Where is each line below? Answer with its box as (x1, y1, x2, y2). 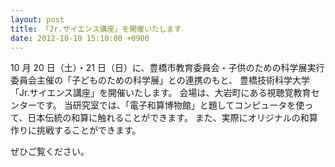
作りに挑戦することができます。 (10, 124, 142, 136)
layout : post (10, 14, 65, 25)
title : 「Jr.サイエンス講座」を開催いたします (10, 24, 182, 34)
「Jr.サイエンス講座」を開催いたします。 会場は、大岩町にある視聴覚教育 (10, 87, 312, 99)
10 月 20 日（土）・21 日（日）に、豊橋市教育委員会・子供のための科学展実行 (10, 62, 325, 74)
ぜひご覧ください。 (10, 146, 90, 158)
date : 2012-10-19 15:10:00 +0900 (10, 33, 150, 43)
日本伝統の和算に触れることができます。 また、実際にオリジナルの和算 (27, 112, 318, 124)
